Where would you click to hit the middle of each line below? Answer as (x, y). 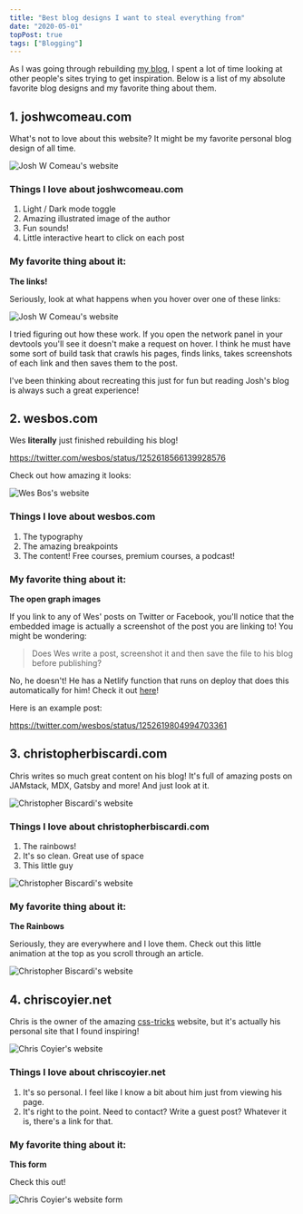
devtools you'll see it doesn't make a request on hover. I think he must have (150, 343)
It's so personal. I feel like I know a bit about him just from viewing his (152, 1092)
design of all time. (43, 148)
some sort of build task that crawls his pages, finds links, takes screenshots (151, 353)
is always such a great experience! (74, 390)
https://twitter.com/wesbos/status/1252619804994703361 (118, 726)
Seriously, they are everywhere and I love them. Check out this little (135, 944)
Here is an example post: (56, 708)
